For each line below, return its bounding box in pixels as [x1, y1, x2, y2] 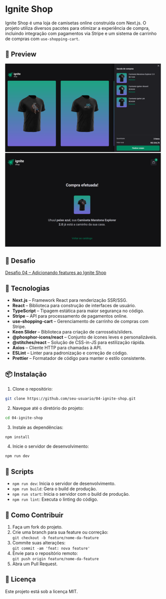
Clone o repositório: [12, 386, 53, 392]
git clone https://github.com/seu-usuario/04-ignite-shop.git [5, 396, 136, 401]
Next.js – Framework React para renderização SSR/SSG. [12, 297, 127, 303]
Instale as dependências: [12, 424, 63, 430]
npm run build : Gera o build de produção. [12, 486, 97, 492]
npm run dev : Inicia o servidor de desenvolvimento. [12, 480, 116, 487]
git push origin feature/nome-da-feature [12, 556, 99, 561]
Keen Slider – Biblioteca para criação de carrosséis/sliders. [12, 329, 133, 335]
